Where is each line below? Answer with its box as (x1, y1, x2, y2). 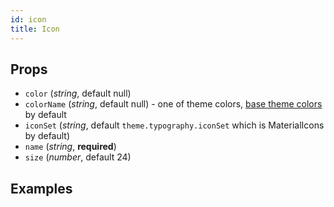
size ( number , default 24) (24, 151, 132, 163)
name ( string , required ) (24, 141, 117, 153)
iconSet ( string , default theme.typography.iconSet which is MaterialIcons (24, 119, 325, 131)
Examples (10, 180, 73, 197)
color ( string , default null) (24, 87, 132, 100)
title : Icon (10, 24, 60, 34)
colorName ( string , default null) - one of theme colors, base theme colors (24, 98, 323, 110)
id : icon (10, 14, 47, 25)
